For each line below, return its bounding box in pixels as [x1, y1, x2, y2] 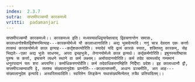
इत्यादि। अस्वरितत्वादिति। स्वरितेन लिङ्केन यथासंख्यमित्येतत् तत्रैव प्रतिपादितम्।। [28, 71, 164, 77]
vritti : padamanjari [6, 19, 59, 25]
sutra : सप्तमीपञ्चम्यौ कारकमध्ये [6, 14, 67, 20]
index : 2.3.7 [6, 8, 41, 15]
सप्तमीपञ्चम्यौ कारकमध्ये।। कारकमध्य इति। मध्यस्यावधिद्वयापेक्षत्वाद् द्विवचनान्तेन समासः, [6, 35, 153, 41]
